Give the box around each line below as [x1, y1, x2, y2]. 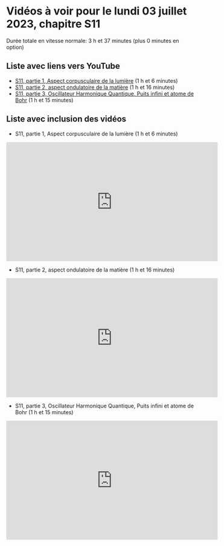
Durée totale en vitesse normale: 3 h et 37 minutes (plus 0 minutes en [6, 37, 179, 44]
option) [6, 44, 24, 51]
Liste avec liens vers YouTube [6, 61, 121, 71]
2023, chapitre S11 [6, 17, 101, 31]
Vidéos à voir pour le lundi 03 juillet [6, 4, 187, 18]
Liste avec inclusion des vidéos [6, 114, 127, 125]
